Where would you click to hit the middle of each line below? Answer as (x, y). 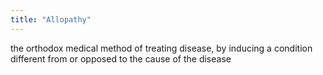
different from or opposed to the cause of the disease (121, 58)
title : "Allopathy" (51, 19)
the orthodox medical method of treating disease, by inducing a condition (161, 48)
